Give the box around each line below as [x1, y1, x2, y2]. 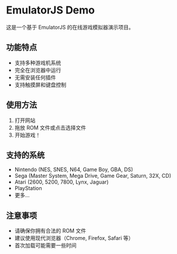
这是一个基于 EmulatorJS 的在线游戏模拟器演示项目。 [6, 23, 134, 31]
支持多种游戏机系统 [14, 59, 62, 66]
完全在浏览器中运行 [14, 66, 62, 73]
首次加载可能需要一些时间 [14, 242, 77, 249]
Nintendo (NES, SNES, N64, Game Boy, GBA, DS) [14, 166, 134, 173]
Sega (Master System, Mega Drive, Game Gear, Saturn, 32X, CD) [14, 172, 172, 180]
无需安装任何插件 [14, 74, 56, 81]
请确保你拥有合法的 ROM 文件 [14, 227, 87, 235]
